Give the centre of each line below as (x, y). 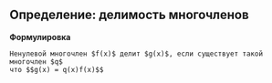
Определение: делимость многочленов (129, 15)
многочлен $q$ (37, 62)
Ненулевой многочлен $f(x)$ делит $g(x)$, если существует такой (136, 54)
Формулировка (40, 36)
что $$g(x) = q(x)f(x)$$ (57, 69)
